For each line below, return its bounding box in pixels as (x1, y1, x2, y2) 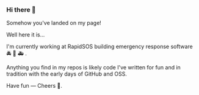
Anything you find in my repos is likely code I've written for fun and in (6, 64, 181, 71)
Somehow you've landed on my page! (6, 19, 102, 27)
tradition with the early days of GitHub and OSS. (6, 70, 127, 78)
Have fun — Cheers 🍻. (6, 82, 63, 90)
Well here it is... (6, 31, 45, 38)
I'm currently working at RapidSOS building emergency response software (6, 43, 194, 51)
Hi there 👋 (6, 5, 37, 14)
